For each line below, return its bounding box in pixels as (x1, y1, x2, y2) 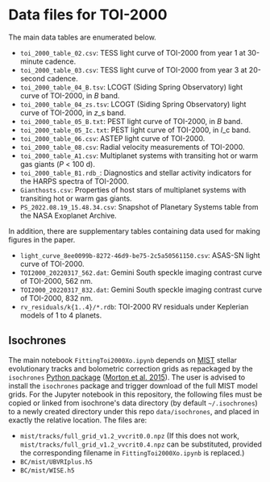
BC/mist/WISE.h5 (19, 466, 75, 475)
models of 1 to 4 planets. (19, 310, 102, 320)
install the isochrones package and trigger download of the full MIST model (8, 380, 258, 390)
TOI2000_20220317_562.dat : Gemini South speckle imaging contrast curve (19, 268, 263, 277)
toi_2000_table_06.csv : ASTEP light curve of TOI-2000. (19, 133, 206, 143)
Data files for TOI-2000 (8, 6, 168, 24)
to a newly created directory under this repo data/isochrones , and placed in (8, 406, 260, 416)
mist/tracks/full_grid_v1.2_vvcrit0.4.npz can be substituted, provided (19, 439, 262, 449)
